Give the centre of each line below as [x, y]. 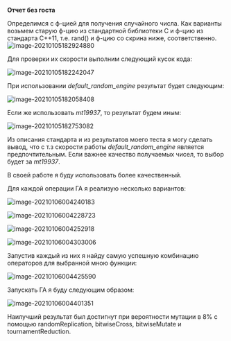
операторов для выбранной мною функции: [72, 263]
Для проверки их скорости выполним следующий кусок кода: [100, 59]
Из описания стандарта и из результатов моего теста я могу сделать [110, 139]
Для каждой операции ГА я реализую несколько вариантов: [96, 189]
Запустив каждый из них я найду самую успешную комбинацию [103, 255]
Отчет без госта [31, 10]
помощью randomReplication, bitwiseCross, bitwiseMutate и [94, 324]
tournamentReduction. [39, 331]
